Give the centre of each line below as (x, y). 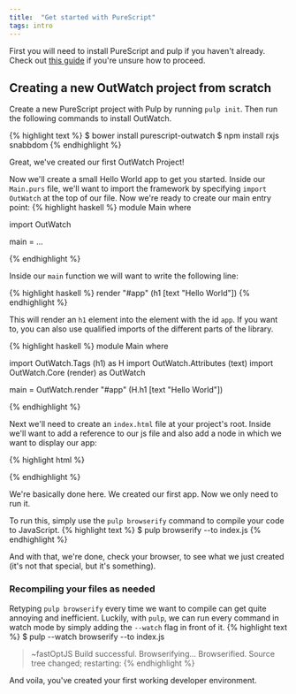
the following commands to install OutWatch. (91, 118)
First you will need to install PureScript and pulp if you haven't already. (137, 50)
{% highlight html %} (47, 460)
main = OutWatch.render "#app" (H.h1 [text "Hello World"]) (116, 390)
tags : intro (31, 26)
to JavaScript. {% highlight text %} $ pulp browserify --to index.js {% (135, 530)
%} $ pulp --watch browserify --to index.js (87, 637)
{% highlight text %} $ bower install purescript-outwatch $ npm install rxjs (144, 136)
